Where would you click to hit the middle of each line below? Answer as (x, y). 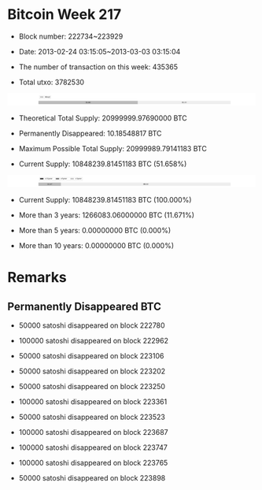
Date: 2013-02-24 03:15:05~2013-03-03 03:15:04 (100, 51)
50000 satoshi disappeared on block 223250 (92, 387)
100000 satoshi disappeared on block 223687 (93, 432)
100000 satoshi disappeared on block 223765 (93, 463)
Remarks (37, 278)
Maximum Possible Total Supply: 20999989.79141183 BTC (113, 149)
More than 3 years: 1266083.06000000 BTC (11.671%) (106, 215)
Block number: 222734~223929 (71, 36)
